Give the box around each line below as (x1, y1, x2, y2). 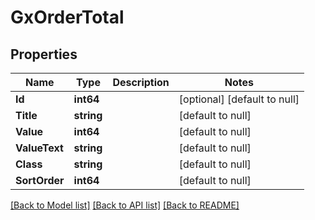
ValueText (15, 141, 64, 155)
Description (112, 76, 170, 89)
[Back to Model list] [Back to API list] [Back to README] (10, 199, 240, 211)
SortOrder (15, 174, 65, 187)
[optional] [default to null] (178, 92, 300, 106)
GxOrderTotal (10, 6, 125, 29)
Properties (10, 46, 78, 63)
